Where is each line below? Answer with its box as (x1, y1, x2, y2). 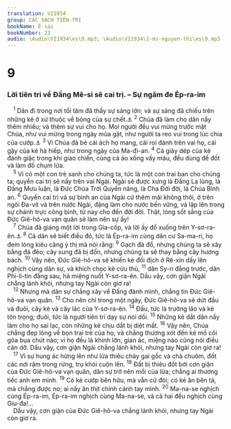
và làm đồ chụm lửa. (7, 161, 65, 169)
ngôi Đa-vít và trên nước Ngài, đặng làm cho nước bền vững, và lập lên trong (7, 200, 225, 209)
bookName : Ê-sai (7, 23, 54, 30)
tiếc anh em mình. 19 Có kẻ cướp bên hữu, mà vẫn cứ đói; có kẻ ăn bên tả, (7, 375, 217, 384)
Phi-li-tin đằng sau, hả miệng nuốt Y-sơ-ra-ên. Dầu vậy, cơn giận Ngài (7, 271, 206, 280)
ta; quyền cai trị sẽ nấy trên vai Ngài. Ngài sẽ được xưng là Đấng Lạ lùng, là (7, 177, 221, 185)
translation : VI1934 (7, 10, 67, 17)
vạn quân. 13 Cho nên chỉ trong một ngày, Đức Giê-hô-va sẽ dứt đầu (25, 295, 219, 304)
